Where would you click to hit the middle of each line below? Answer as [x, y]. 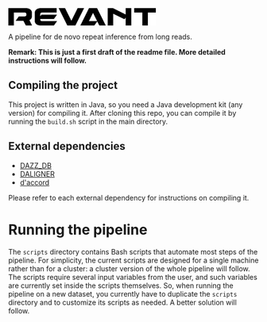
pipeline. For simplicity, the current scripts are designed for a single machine [133, 260]
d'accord [35, 182]
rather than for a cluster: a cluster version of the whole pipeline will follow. [129, 268]
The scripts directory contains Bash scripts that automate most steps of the [133, 251]
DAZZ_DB [35, 165]
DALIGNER [37, 174]
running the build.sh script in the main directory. [88, 121]
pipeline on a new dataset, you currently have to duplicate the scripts [123, 293]
